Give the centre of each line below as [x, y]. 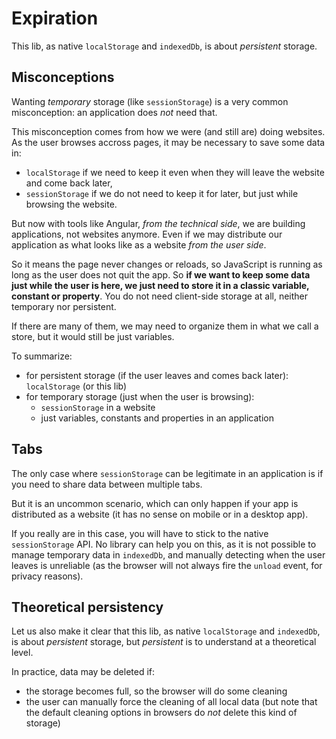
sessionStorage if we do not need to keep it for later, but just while [162, 193]
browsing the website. [71, 204]
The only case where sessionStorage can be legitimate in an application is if [167, 473]
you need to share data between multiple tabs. [107, 484]
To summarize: [42, 356]
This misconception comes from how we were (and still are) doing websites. [168, 131]
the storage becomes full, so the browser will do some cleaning [156, 691]
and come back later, [69, 183]
